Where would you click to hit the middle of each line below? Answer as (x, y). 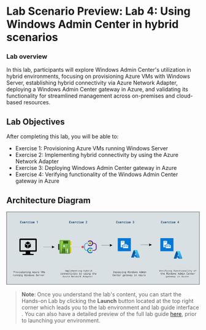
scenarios (32, 37)
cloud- (185, 96)
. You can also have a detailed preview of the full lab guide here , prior (109, 313)
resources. (37, 102)
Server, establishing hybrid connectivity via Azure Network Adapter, (92, 83)
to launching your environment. (61, 320)
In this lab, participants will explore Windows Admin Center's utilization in (99, 70)
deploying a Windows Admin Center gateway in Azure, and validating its (97, 90)
